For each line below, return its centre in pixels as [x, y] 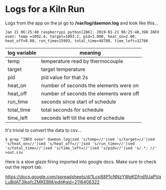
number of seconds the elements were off [90, 93]
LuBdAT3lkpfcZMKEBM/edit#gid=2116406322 [52, 182]
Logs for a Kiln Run [45, 9]
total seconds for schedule [72, 110]
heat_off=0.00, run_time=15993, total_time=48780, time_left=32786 [77, 41]
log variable [22, 52]
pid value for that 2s [65, 77]
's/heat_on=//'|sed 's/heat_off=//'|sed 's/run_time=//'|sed [70, 144]
